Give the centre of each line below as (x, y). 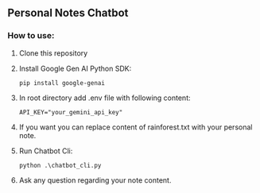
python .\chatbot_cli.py (60, 165)
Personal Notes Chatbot (68, 13)
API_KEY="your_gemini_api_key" (71, 112)
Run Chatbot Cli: (46, 151)
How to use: (31, 36)
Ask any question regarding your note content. (95, 180)
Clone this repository (53, 53)
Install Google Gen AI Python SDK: (75, 68)
